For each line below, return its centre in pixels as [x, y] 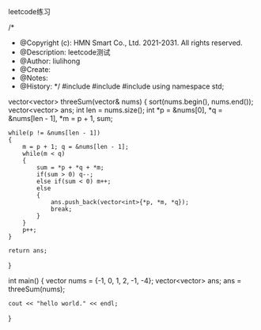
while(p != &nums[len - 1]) [55, 133]
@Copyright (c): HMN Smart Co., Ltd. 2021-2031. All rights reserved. [131, 43]
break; [61, 209]
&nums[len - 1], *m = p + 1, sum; [61, 118]
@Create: [35, 69]
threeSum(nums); [37, 289]
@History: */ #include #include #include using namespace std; [122, 86]
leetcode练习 [30, 11]
